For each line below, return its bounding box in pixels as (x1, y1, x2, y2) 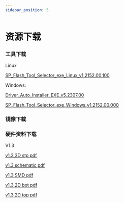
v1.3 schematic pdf (5, 162, 45, 168)
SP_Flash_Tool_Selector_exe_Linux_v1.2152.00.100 (5, 72, 110, 79)
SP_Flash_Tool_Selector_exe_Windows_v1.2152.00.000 (5, 102, 119, 108)
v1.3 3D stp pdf (5, 153, 37, 159)
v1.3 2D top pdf (5, 192, 38, 198)
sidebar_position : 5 (5, 7, 49, 13)
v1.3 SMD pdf (5, 172, 34, 179)
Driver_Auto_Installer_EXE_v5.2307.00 (5, 92, 84, 98)
